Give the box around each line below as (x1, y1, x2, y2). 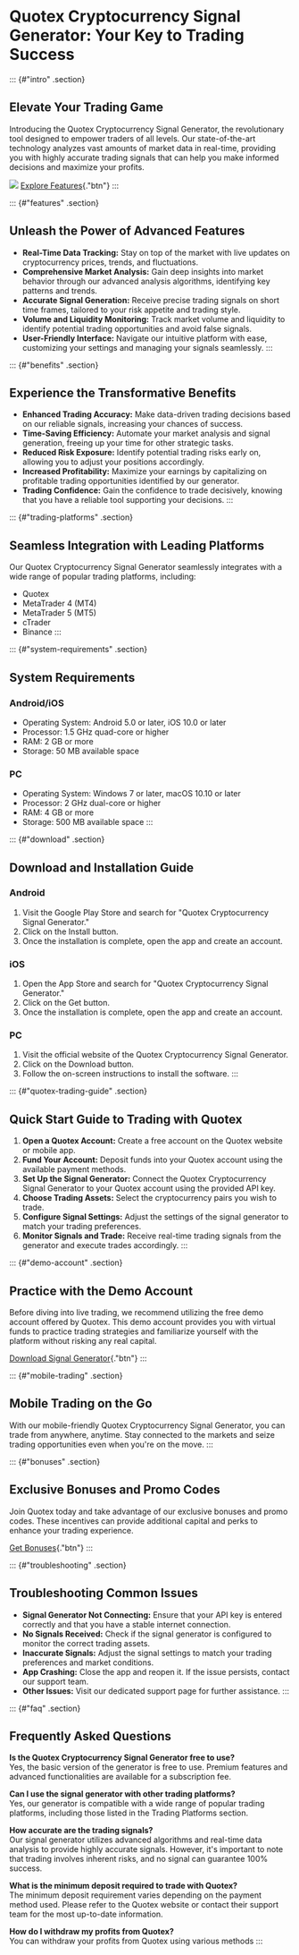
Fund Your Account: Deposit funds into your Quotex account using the (21, 1154, 284, 1165)
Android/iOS (9, 696, 64, 709)
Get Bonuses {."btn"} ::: (9, 1542, 94, 1553)
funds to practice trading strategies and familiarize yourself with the (9, 1326, 259, 1337)
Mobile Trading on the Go (9, 1396, 153, 1411)
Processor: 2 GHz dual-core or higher (21, 798, 162, 809)
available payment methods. (21, 1164, 127, 1175)
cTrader (21, 617, 52, 628)
